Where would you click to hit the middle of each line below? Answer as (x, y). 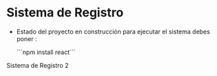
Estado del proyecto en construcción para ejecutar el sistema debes (113, 31)
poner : (27, 38)
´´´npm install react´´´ (46, 52)
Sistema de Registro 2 (38, 65)
